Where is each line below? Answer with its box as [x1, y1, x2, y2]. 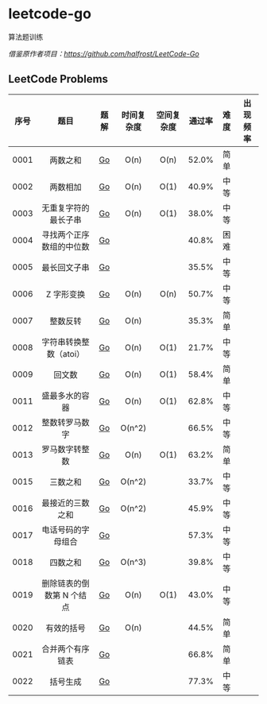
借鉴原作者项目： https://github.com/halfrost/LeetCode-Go [8, 48, 200, 58]
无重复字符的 [41, 202, 90, 213]
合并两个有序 [41, 643, 90, 654]
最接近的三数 [41, 497, 90, 509]
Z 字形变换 [46, 288, 86, 300]
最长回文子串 [41, 261, 90, 273]
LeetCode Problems [8, 72, 109, 86]
